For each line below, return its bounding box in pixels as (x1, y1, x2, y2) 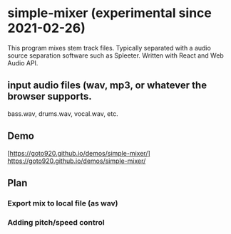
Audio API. (7, 58, 38, 67)
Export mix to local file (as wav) (7, 198, 119, 208)
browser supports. (7, 90, 92, 102)
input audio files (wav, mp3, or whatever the (7, 80, 207, 92)
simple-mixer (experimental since (7, 5, 212, 21)
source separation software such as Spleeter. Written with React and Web (7, 51, 225, 60)
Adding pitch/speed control (7, 217, 105, 227)
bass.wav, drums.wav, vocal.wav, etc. (7, 109, 119, 118)
